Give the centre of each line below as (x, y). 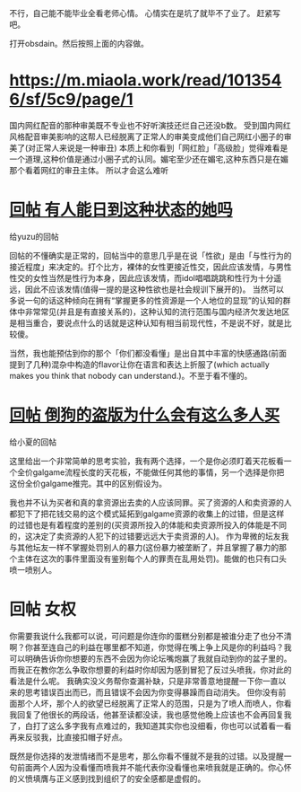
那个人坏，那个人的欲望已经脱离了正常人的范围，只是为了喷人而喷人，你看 (154, 703)
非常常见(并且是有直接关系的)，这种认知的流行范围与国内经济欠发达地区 (157, 312)
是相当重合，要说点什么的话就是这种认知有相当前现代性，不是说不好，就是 (146, 322)
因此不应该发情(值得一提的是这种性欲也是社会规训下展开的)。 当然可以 (155, 289)
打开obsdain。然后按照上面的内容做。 (79, 44)
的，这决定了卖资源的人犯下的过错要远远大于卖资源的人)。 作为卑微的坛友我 (149, 536)
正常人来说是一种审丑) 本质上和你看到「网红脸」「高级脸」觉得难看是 (162, 147)
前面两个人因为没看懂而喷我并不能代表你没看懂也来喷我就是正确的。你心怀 (154, 767)
